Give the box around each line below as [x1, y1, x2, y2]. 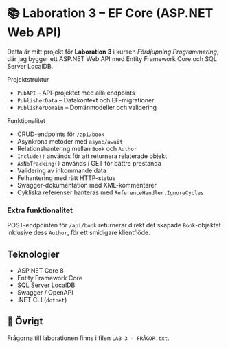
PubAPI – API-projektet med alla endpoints [16, 89, 135, 97]
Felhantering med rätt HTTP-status [16, 173, 116, 182]
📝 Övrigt [7, 315, 43, 327]
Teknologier [7, 248, 60, 260]
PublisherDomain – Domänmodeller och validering [16, 103, 157, 111]
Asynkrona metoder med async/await [16, 137, 124, 145]
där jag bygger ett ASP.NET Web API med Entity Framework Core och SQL [7, 54, 218, 63]
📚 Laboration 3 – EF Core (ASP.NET [7, 5, 214, 21]
